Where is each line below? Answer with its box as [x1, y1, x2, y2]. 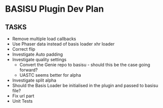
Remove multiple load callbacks [12, 36, 76, 42]
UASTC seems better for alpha [19, 72, 81, 78]
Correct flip [12, 46, 36, 52]
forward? [19, 67, 38, 73]
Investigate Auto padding [12, 51, 63, 57]
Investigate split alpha [12, 77, 56, 83]
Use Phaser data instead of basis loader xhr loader [12, 41, 115, 47]
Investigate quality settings [12, 57, 67, 62]
